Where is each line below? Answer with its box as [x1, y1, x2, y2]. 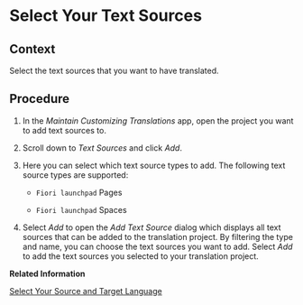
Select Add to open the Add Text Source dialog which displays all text [22, 222, 281, 233]
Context [9, 42, 56, 57]
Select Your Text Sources [9, 5, 203, 26]
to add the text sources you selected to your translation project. [22, 250, 259, 262]
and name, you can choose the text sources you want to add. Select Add [22, 241, 293, 252]
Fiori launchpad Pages [35, 187, 123, 198]
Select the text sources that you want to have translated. [9, 65, 219, 76]
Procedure [9, 91, 70, 106]
